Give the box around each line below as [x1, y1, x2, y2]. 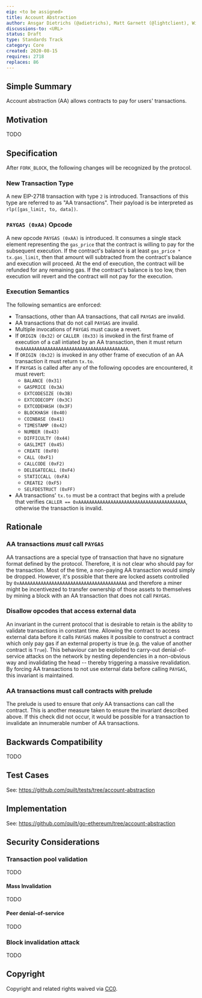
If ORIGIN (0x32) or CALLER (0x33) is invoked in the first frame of [14, 332, 174, 339]
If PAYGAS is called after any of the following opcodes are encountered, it [14, 364, 194, 371]
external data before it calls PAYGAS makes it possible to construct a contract [6, 633, 194, 640]
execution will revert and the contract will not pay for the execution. [6, 272, 173, 280]
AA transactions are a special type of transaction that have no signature [6, 554, 184, 561]
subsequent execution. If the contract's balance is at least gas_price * [6, 247, 181, 254]
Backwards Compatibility [6, 737, 103, 747]
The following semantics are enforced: [6, 301, 102, 308]
